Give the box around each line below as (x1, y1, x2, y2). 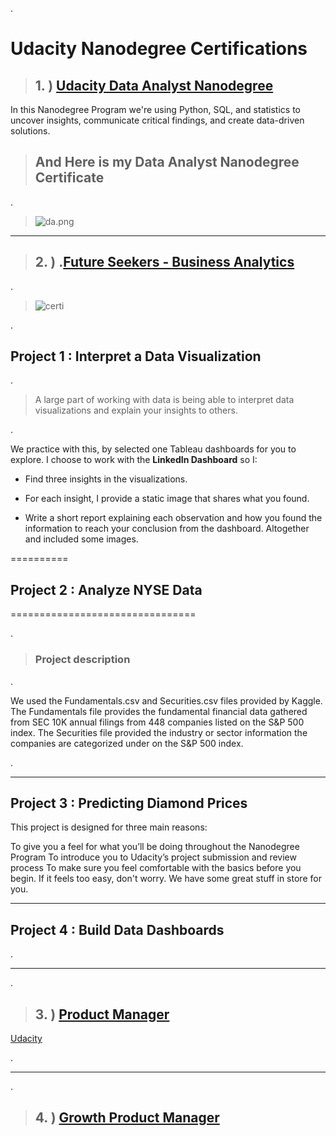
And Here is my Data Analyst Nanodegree (34, 154, 300, 171)
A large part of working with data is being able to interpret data (34, 394, 295, 406)
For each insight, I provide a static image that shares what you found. (24, 493, 310, 505)
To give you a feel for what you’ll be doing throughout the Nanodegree (10, 841, 300, 853)
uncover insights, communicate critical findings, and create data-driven (10, 114, 305, 126)
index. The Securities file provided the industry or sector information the (10, 726, 308, 738)
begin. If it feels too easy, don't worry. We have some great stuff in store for (10, 873, 322, 885)
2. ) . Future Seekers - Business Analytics (34, 254, 295, 271)
